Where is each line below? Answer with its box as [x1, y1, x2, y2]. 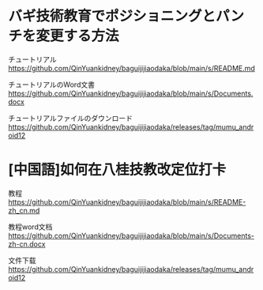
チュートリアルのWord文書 [8, 80, 95, 89]
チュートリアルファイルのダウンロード [8, 113, 133, 122]
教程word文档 [8, 222, 53, 232]
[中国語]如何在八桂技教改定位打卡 [8, 161, 227, 179]
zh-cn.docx [8, 239, 46, 249]
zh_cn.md [8, 205, 40, 215]
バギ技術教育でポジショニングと [8, 7, 216, 25]
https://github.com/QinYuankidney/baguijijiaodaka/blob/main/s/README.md [8, 63, 255, 73]
